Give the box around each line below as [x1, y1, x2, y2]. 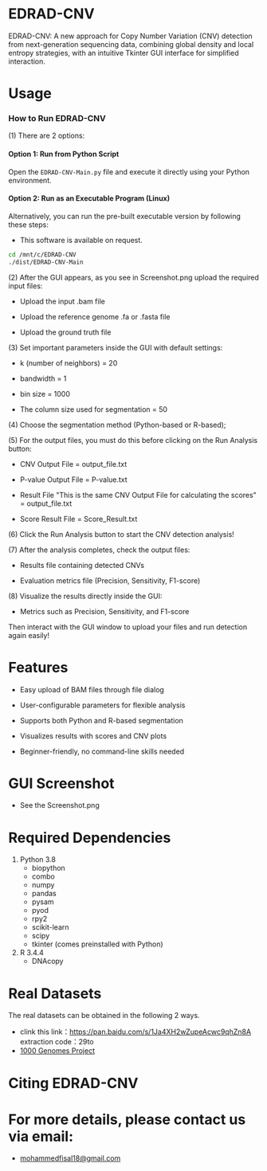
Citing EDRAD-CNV [8, 1074, 139, 1092]
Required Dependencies [8, 828, 171, 847]
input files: [8, 280, 43, 291]
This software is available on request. [19, 235, 143, 245]
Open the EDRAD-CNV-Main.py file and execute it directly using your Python [8, 166, 249, 176]
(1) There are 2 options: [8, 131, 85, 140]
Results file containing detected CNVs [19, 560, 145, 570]
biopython [31, 864, 65, 873]
